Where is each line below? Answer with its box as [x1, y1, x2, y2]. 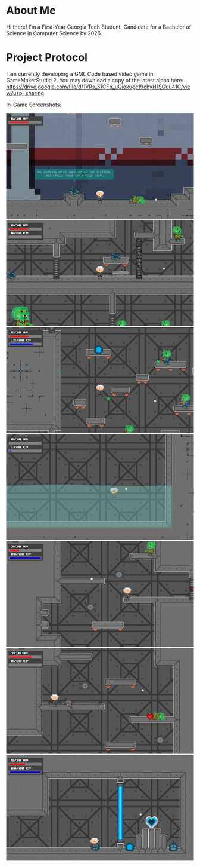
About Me [6, 4, 56, 17]
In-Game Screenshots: [6, 101, 61, 108]
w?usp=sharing [6, 89, 45, 96]
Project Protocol [6, 51, 88, 65]
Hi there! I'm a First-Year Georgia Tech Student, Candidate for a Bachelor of [6, 23, 192, 30]
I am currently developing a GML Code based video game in [6, 70, 154, 78]
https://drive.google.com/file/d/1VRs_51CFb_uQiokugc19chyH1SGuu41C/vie [6, 83, 190, 90]
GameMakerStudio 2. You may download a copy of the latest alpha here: [6, 76, 184, 84]
